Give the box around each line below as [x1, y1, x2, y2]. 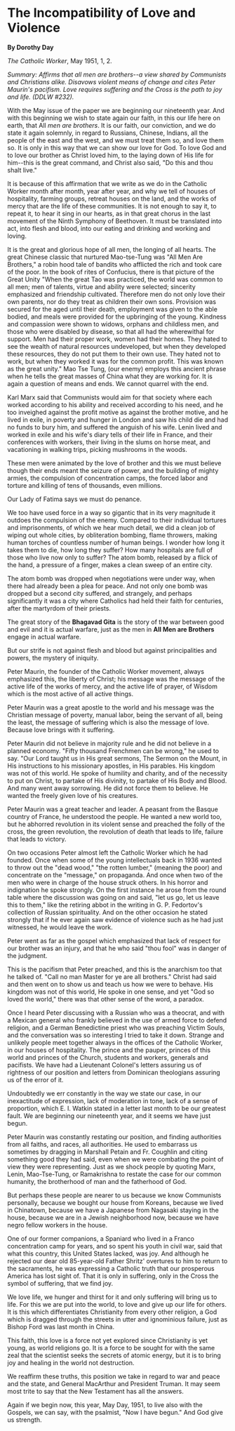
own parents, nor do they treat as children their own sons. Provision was [7, 297, 216, 306]
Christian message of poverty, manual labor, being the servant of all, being [7, 710, 223, 719]
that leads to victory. [7, 834, 67, 843]
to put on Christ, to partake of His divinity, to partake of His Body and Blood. [7, 776, 227, 785]
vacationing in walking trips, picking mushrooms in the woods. [7, 445, 187, 453]
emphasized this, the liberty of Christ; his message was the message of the [7, 674, 225, 683]
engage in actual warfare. [7, 632, 81, 641]
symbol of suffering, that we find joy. [7, 1279, 114, 1287]
